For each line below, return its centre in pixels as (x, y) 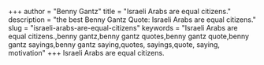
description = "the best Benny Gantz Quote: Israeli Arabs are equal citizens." (132, 20)
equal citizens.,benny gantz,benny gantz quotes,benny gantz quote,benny (129, 36)
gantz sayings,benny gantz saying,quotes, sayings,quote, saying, (114, 45)
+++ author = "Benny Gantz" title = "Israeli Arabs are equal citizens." (119, 11)
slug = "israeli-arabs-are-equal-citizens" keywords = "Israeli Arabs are (123, 28)
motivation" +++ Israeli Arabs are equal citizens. (86, 53)
